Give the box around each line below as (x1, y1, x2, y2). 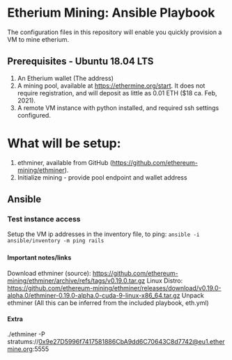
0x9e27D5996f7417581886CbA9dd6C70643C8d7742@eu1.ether (38, 338, 225, 346)
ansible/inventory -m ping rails (7, 237, 105, 244)
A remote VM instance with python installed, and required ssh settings (17, 103, 219, 112)
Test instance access (7, 214, 82, 224)
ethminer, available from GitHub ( (17, 158, 113, 166)
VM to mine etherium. (7, 35, 70, 43)
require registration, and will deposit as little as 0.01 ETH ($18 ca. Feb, (17, 88, 217, 97)
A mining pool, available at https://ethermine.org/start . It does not (17, 81, 206, 90)
